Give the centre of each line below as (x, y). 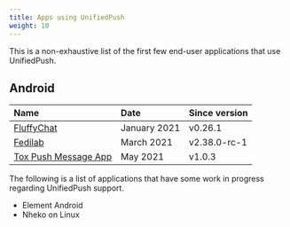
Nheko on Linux (51, 215)
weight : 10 (29, 26)
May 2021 (142, 157)
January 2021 (150, 128)
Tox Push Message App (63, 157)
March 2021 (146, 143)
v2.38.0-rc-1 (219, 143)
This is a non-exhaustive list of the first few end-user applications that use (145, 51)
